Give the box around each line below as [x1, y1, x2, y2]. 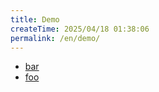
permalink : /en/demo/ [10, 33, 101, 43]
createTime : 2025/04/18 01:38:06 [10, 24, 150, 34]
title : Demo [10, 14, 60, 25]
